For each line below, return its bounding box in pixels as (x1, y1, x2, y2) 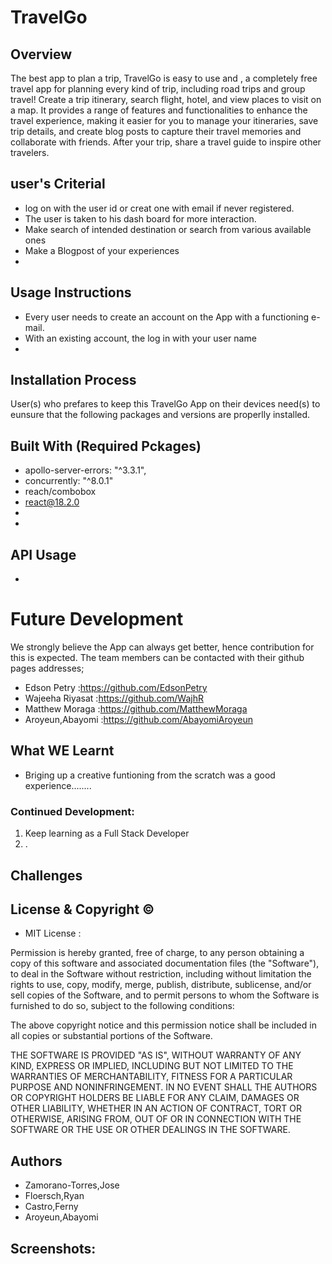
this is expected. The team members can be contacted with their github (10, 652, 305, 663)
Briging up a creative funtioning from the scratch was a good (24, 769, 276, 781)
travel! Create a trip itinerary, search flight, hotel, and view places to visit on (10, 94, 322, 105)
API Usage (10, 546, 77, 563)
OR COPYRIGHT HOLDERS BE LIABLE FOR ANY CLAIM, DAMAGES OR (10, 1092, 300, 1104)
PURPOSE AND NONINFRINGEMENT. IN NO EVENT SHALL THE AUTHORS (10, 1081, 318, 1093)
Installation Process (10, 372, 137, 389)
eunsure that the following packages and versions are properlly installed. (10, 409, 311, 421)
